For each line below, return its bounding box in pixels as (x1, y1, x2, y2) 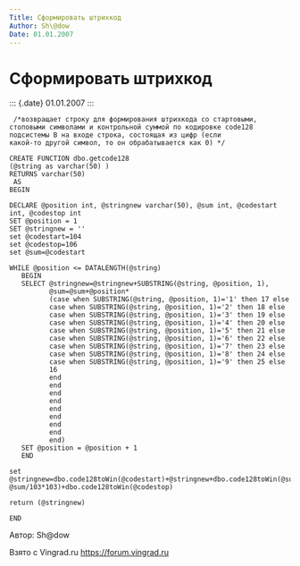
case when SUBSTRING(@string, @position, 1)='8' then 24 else (48, 350, 286, 359)
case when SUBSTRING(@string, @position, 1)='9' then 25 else (48, 358, 286, 367)
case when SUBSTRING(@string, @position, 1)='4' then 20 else (48, 318, 286, 327)
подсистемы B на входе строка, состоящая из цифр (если (9, 131, 221, 139)
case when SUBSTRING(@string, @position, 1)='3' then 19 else (48, 310, 286, 320)
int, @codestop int (9, 209, 82, 218)
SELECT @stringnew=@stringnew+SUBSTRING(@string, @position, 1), (21, 279, 270, 289)
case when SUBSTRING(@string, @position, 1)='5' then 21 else (48, 326, 286, 335)
